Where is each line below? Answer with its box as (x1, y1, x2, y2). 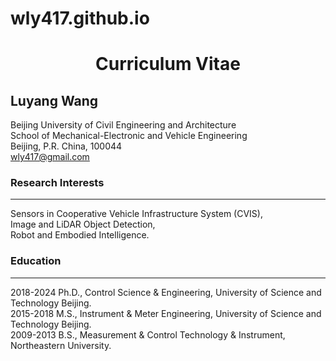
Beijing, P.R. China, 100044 (10, 140, 123, 152)
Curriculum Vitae (95, 53, 241, 76)
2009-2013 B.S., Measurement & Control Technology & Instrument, (10, 328, 286, 341)
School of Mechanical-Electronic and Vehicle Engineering (10, 130, 248, 142)
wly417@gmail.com (10, 151, 90, 163)
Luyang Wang (10, 92, 99, 109)
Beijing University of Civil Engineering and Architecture (10, 119, 237, 131)
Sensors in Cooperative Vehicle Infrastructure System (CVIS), (10, 208, 263, 220)
